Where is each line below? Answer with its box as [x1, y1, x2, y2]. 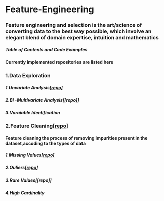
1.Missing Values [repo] [5, 152, 55, 158]
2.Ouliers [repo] [5, 165, 38, 171]
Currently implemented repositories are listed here [5, 59, 114, 65]
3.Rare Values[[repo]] [5, 177, 52, 183]
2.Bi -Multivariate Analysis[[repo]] [5, 97, 79, 103]
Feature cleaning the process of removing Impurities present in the [5, 135, 148, 141]
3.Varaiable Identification [5, 110, 60, 116]
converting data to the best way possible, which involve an [5, 28, 152, 35]
